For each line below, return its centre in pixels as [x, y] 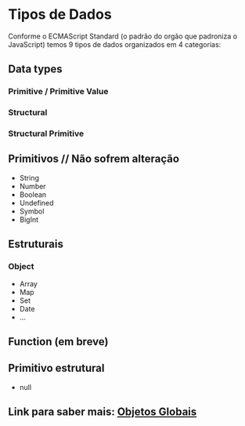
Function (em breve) [58, 342]
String [29, 177]
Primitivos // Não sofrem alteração [94, 159]
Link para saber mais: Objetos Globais [103, 412]
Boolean [33, 195]
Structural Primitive [46, 133]
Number [32, 186]
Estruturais [36, 244]
